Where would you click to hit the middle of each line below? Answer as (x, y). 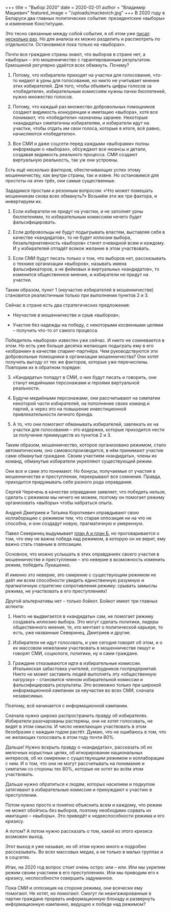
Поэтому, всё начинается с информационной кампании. (67, 706)
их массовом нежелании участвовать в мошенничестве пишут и (83, 648)
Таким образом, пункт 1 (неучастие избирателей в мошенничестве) (80, 290)
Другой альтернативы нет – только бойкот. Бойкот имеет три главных (82, 601)
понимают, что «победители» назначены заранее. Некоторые (80, 117)
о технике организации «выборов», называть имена (69, 263)
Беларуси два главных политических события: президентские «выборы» (85, 18)
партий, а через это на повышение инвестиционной (69, 409)
